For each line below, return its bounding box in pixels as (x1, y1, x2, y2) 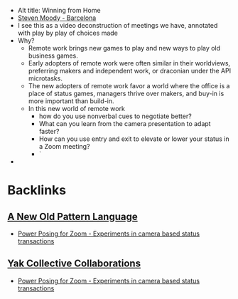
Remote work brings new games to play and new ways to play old (28, 44, 221, 52)
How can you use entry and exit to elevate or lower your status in (38, 135, 229, 143)
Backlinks (7, 182, 67, 199)
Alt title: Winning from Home (17, 6, 101, 14)
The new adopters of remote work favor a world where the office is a (28, 82, 230, 90)
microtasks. (28, 74, 63, 83)
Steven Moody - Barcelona (17, 14, 97, 22)
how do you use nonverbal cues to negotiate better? (38, 112, 192, 120)
